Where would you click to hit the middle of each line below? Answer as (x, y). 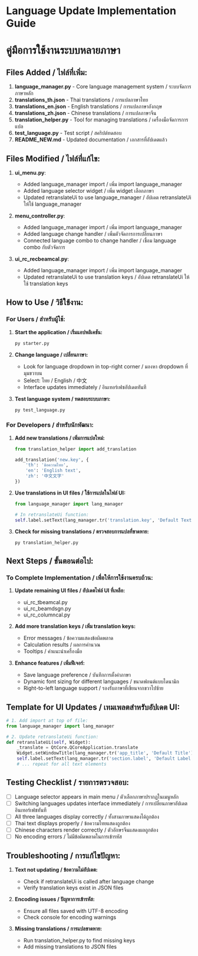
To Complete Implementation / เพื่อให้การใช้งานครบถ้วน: (80, 578)
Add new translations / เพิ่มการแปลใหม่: (60, 438)
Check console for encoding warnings (70, 917)
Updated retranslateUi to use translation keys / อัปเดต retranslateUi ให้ (106, 277)
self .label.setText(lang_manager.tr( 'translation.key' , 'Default (96, 520)
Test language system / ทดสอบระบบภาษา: (62, 398)
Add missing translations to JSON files (70, 947)
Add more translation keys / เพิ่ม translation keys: (75, 627)
